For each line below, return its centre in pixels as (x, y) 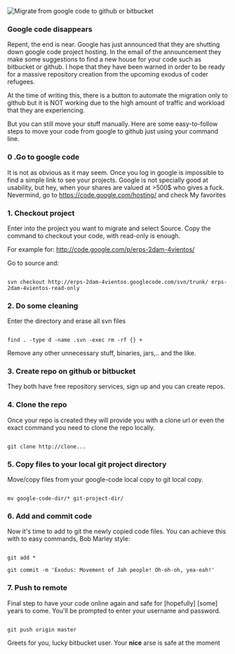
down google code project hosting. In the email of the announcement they (114, 52)
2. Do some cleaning (43, 306)
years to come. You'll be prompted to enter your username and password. (114, 610)
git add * (22, 558)
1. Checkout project (41, 213)
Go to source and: (33, 263)
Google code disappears (50, 29)
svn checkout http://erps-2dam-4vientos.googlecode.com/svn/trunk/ (108, 282)
